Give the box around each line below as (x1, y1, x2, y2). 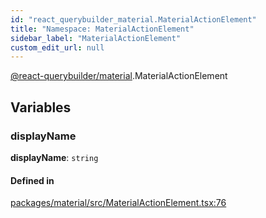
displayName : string (10, 151, 99, 163)
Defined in (10, 174, 55, 186)
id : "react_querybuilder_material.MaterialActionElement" (10, 14, 257, 25)
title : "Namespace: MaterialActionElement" (10, 24, 195, 34)
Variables (10, 99, 72, 116)
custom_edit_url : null (10, 42, 105, 53)
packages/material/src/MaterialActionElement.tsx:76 (10, 197, 227, 209)
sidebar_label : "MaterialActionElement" (10, 33, 182, 43)
